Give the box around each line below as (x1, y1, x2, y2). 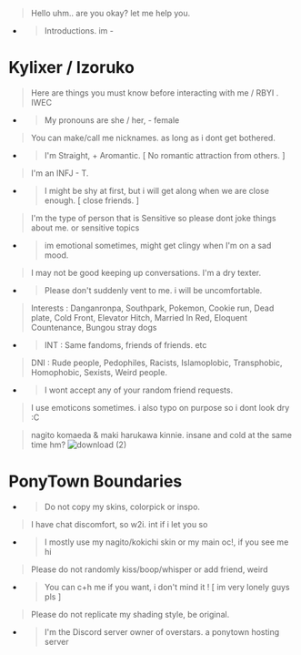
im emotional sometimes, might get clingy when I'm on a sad (44, 240, 272, 251)
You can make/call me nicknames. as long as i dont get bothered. (30, 132, 276, 143)
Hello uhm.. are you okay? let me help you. (30, 8, 191, 18)
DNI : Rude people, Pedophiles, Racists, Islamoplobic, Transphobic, (30, 357, 283, 368)
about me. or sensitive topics (30, 222, 140, 233)
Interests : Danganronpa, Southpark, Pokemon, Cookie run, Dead (30, 302, 275, 313)
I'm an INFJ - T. (30, 168, 89, 179)
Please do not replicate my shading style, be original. (30, 609, 230, 619)
